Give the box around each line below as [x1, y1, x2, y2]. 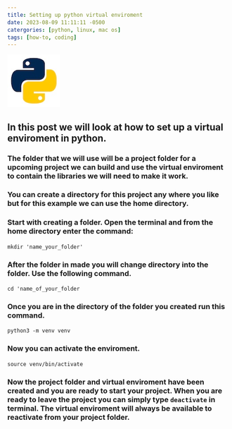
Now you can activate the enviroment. [7, 344, 141, 354]
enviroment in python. [7, 132, 107, 144]
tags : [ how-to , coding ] [7, 34, 77, 41]
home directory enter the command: [7, 226, 134, 236]
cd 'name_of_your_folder [7, 286, 80, 293]
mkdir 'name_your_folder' [7, 243, 83, 250]
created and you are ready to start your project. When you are [7, 385, 223, 395]
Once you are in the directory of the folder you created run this [7, 302, 226, 311]
